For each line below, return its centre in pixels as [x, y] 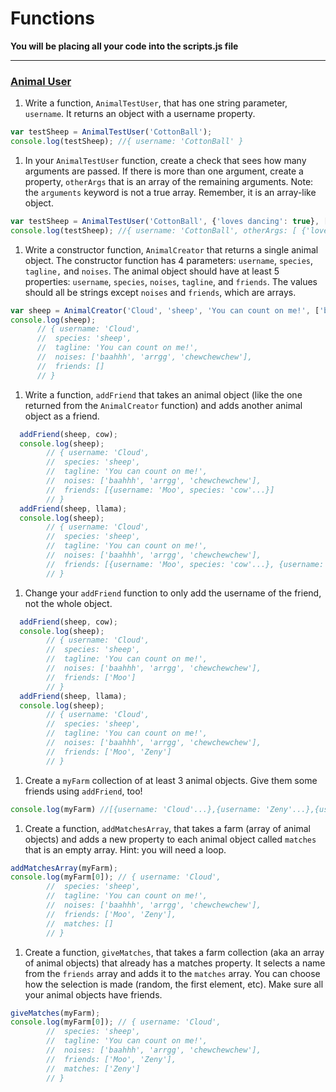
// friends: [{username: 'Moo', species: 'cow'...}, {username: [185, 564]
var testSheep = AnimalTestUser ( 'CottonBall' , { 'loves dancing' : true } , [165, 221]
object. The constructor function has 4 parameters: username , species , [169, 260]
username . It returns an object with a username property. [140, 114]
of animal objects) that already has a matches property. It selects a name [175, 963]
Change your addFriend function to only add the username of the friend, [173, 593]
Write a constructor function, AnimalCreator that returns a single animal [171, 249]
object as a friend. [62, 416]
